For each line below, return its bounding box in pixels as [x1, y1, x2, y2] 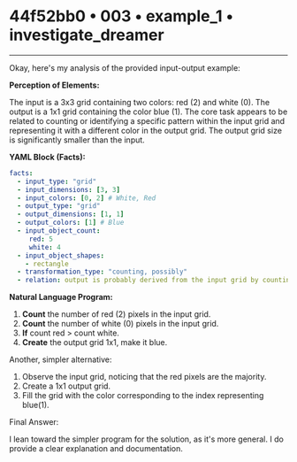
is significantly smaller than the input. [9, 135, 146, 145]
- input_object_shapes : [17, 250, 104, 260]
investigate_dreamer [9, 25, 165, 45]
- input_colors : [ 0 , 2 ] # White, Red [17, 193, 156, 203]
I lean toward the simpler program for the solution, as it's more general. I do [9, 434, 285, 444]
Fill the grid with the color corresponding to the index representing [21, 390, 264, 401]
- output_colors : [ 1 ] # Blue [17, 219, 125, 227]
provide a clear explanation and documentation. [9, 443, 184, 454]
